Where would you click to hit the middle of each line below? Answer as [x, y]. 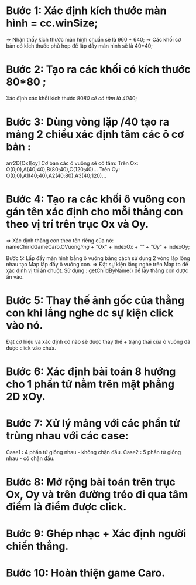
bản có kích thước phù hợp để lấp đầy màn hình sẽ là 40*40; [80, 46]
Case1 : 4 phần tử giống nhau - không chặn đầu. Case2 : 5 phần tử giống [94, 452]
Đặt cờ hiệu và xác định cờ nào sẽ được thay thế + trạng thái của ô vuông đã [98, 341]
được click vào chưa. [31, 348]
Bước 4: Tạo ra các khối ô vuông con [96, 199]
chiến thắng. [37, 546]
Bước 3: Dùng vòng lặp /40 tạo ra [88, 122]
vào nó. [25, 325]
